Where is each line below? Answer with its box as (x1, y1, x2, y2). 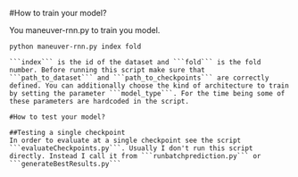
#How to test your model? (9, 113, 105, 122)
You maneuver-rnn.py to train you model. (9, 25, 161, 35)
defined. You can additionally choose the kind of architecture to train (9, 81, 290, 90)
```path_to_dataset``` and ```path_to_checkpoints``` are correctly (9, 73, 269, 82)
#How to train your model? (9, 8, 107, 18)
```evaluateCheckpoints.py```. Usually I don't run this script (9, 144, 253, 153)
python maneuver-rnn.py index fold (9, 42, 142, 51)
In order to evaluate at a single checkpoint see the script (9, 136, 242, 145)
